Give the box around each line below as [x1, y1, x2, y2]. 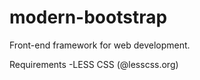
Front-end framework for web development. [9, 39, 191, 51]
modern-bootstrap [9, 6, 168, 29]
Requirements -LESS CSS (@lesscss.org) [9, 58, 179, 70]
